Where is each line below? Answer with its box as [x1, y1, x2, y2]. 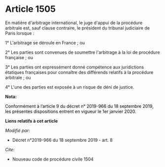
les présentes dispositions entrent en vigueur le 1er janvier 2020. [5, 108, 136, 114]
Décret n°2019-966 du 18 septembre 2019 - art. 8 [12, 137, 113, 143]
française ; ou [5, 54, 33, 60]
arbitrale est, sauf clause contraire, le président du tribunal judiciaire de [5, 25, 150, 31]
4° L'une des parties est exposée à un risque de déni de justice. [5, 84, 134, 90]
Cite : [5, 146, 15, 152]
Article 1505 [5, 3, 56, 15]
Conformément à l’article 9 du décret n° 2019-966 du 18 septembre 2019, [5, 103, 154, 109]
